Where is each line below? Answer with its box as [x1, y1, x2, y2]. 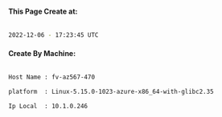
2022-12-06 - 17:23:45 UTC [8, 31, 99, 39]
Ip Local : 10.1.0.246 [8, 103, 88, 111]
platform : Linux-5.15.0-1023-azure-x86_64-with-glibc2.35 [8, 88, 215, 96]
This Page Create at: [8, 6, 78, 16]
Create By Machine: [8, 48, 76, 58]
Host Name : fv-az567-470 [8, 73, 95, 82]
